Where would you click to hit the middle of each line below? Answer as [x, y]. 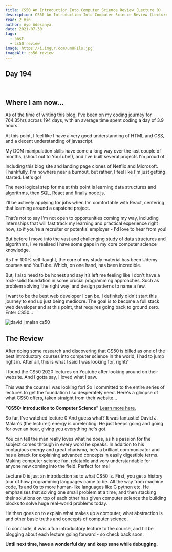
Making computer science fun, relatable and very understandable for [78, 461]
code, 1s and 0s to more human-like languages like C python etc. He [77, 487]
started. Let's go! [23, 177]
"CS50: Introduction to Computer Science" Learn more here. [71, 408]
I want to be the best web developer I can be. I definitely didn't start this [81, 296]
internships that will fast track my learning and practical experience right [82, 223]
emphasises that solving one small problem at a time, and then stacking [81, 492]
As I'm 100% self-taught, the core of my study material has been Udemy [81, 260]
